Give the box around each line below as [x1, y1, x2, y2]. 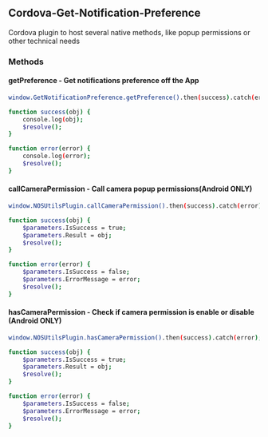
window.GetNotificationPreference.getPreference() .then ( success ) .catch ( [8, 93, 255, 101]
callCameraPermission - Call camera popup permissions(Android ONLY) [8, 184, 253, 194]
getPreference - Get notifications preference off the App [8, 76, 199, 85]
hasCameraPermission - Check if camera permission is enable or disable [8, 308, 255, 317]
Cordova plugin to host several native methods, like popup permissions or [8, 27, 250, 37]
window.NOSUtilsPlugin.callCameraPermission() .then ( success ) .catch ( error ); [8, 202, 266, 210]
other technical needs [8, 36, 81, 46]
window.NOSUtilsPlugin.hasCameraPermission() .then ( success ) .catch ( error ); [8, 333, 262, 342]
